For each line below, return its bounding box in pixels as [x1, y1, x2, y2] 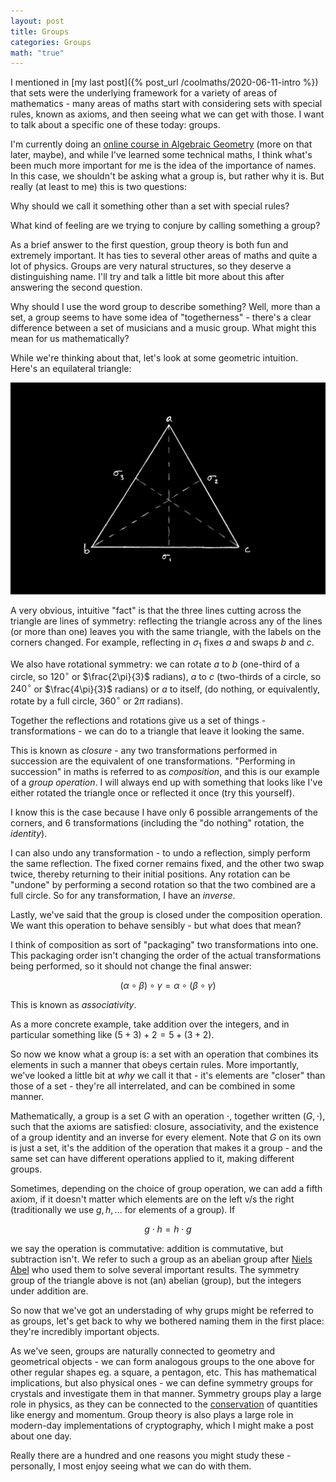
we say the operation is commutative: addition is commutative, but [10, 1243, 284, 1255]
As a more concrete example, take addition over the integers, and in [10, 1018, 290, 1030]
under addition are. [10, 1285, 89, 1297]
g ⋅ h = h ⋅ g [144, 1223, 192, 1235]
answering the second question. [10, 281, 143, 294]
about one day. [10, 1430, 72, 1442]
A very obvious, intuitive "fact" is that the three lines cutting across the [10, 605, 302, 617]
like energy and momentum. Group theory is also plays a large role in [10, 1409, 294, 1421]
